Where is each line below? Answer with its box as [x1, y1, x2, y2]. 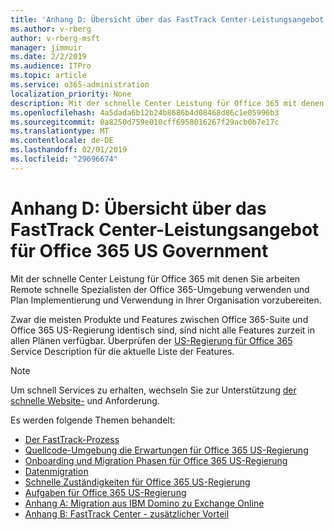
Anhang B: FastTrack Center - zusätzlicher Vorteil [24, 507, 230, 520]
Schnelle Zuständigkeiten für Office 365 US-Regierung [24, 476, 251, 488]
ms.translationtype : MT [10, 126, 110, 136]
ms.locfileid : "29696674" [10, 154, 118, 164]
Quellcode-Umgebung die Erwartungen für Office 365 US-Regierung [24, 444, 309, 456]
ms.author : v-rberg [10, 24, 92, 34]
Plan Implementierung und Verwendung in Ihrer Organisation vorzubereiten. [10, 294, 322, 306]
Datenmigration [24, 465, 89, 477]
